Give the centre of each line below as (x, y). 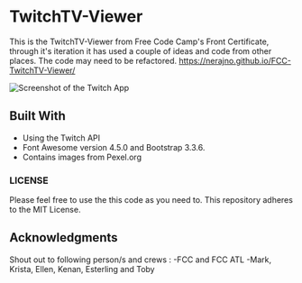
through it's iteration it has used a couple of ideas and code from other (141, 50)
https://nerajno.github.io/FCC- (235, 60)
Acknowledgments (64, 237)
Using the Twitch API (61, 138)
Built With (37, 116)
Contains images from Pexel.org (82, 157)
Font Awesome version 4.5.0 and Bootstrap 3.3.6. (114, 147)
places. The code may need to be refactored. (93, 60)
